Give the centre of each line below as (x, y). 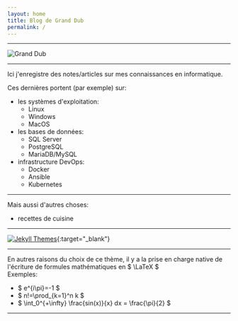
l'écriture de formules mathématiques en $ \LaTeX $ (83, 267)
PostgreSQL (46, 147)
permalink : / (27, 27)
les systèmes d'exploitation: (58, 102)
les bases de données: (51, 132)
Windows (42, 117)
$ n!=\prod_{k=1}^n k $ (51, 295)
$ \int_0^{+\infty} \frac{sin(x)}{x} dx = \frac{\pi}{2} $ (94, 303)
